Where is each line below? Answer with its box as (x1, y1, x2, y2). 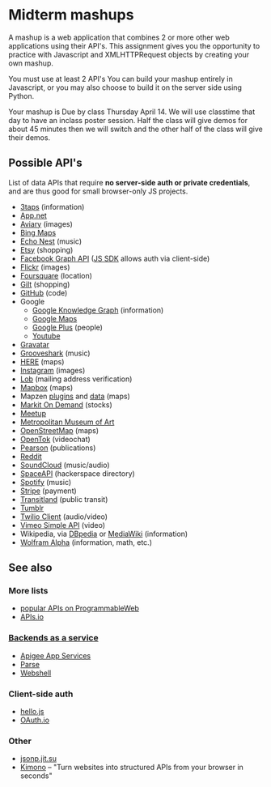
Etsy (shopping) (19, 245, 74, 254)
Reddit (19, 451, 42, 461)
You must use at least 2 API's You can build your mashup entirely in (8, 74, 233, 83)
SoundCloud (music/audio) (19, 460, 111, 470)
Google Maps (32, 313, 78, 323)
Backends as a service (8, 632, 99, 644)
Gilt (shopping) (19, 279, 70, 289)
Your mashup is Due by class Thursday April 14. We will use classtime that (8, 107, 256, 117)
